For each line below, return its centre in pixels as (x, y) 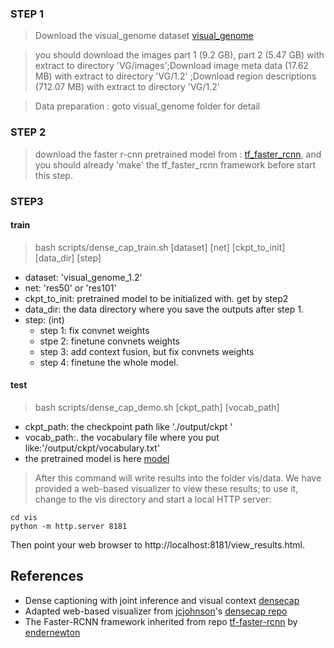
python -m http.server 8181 (69, 526)
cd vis (24, 517)
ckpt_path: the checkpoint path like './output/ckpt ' (128, 426)
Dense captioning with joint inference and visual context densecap (162, 600)
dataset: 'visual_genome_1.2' (83, 277)
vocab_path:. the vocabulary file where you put (122, 437)
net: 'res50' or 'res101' (70, 288)
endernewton (52, 632)
